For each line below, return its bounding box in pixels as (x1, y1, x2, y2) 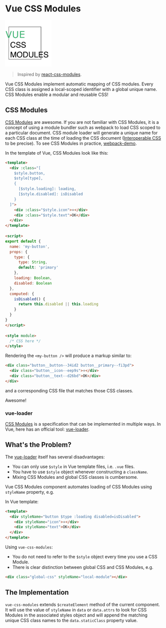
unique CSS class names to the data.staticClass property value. (5, 617, 138, 623)
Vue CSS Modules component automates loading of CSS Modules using (5, 483, 152, 490)
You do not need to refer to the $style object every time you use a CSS (12, 554, 158, 560)
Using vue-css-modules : (5, 544, 53, 550)
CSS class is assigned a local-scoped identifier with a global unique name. (5, 86, 158, 92)
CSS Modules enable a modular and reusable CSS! (5, 91, 109, 97)
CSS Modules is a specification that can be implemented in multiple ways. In (5, 421, 161, 427)
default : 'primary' (18, 265, 58, 270)
